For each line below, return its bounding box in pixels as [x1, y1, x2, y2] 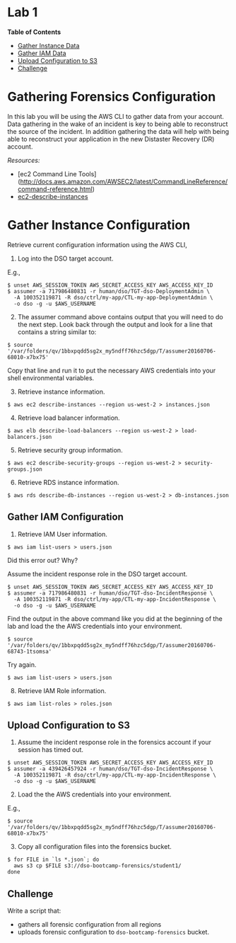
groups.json [7, 465, 42, 473]
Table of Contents [7, 28, 61, 36]
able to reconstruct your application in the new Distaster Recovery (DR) [7, 135, 215, 143]
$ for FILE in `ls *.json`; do [7, 856, 100, 864]
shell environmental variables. [7, 373, 95, 382]
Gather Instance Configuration [7, 217, 191, 234]
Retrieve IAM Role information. [17, 686, 107, 695]
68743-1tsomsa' [7, 648, 52, 655]
